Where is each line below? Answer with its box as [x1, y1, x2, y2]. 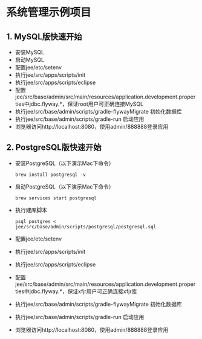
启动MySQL [15, 56, 44, 63]
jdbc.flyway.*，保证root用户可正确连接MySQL [29, 100, 144, 108]
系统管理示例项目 [6, 5, 92, 19]
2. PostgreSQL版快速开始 [6, 143, 102, 153]
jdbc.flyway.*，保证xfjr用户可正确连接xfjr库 [29, 288, 137, 295]
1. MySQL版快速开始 [6, 31, 82, 42]
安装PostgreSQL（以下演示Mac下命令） [15, 160, 114, 167]
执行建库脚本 [15, 206, 47, 213]
